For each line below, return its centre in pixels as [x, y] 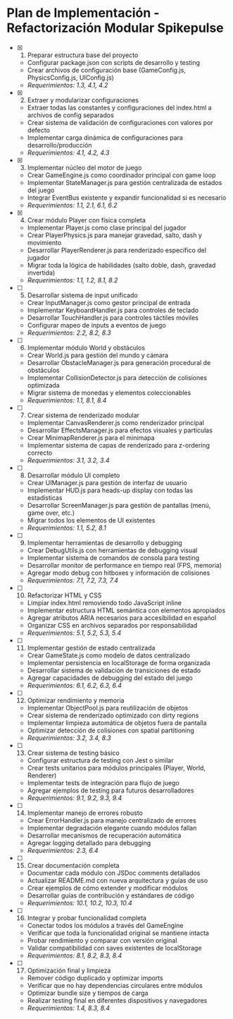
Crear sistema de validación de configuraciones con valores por [120, 122]
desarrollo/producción [59, 145]
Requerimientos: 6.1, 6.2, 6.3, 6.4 [75, 685]
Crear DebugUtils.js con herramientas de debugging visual [112, 550]
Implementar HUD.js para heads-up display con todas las [110, 490]
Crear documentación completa [73, 865]
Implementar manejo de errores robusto [85, 813]
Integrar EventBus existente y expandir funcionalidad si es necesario [127, 197]
